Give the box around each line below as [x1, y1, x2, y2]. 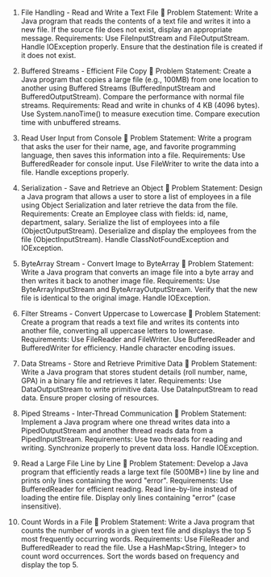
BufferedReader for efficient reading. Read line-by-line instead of [20, 484, 237, 494]
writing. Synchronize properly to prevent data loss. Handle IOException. [20, 443, 259, 452]
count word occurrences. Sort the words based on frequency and [20, 551, 240, 561]
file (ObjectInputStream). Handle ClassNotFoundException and [20, 235, 229, 244]
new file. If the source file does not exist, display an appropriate [20, 25, 233, 34]
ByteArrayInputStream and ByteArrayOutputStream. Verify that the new [20, 285, 258, 294]
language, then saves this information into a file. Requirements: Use [20, 150, 245, 160]
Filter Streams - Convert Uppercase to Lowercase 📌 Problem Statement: [20, 309, 261, 318]
